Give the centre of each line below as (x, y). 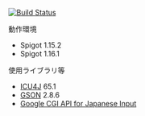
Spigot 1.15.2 (41, 45)
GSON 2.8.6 (40, 95)
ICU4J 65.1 (38, 86)
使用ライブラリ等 (37, 70)
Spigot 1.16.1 (40, 54)
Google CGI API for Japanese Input (78, 104)
